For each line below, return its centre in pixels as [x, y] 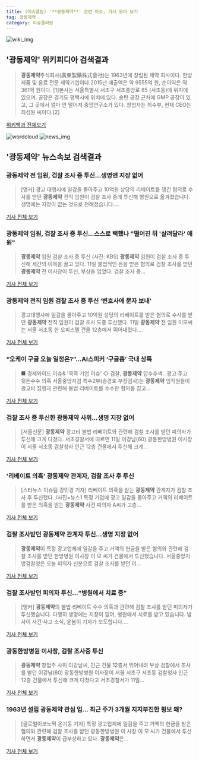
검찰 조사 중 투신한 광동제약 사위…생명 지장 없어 [70, 417]
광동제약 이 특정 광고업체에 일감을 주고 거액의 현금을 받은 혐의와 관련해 [102, 548]
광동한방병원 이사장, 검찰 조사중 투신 [55, 651]
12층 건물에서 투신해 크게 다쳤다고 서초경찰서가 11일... [82, 680]
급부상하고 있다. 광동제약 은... [95, 738]
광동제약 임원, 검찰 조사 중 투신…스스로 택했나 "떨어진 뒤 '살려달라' [96, 233]
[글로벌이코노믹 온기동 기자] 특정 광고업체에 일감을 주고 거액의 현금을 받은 [106, 723]
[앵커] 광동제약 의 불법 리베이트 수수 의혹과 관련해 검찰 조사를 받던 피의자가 [107, 607]
